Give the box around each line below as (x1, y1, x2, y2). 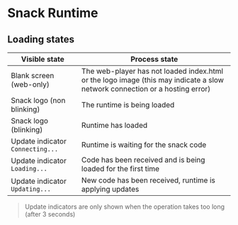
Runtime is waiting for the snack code (81, 140, 207, 150)
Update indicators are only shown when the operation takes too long (24, 202, 225, 211)
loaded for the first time (81, 164, 160, 173)
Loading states (7, 33, 74, 45)
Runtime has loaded (81, 121, 148, 130)
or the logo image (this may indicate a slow (81, 75, 225, 84)
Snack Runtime (7, 5, 98, 21)
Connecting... (11, 146, 59, 153)
